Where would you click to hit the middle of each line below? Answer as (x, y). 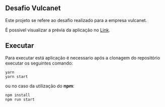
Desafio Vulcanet (33, 8)
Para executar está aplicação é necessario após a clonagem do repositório (82, 57)
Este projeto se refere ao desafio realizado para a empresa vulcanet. (76, 20)
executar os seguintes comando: (39, 63)
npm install (18, 95)
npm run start (20, 99)
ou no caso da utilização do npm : (40, 86)
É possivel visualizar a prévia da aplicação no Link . (58, 30)
